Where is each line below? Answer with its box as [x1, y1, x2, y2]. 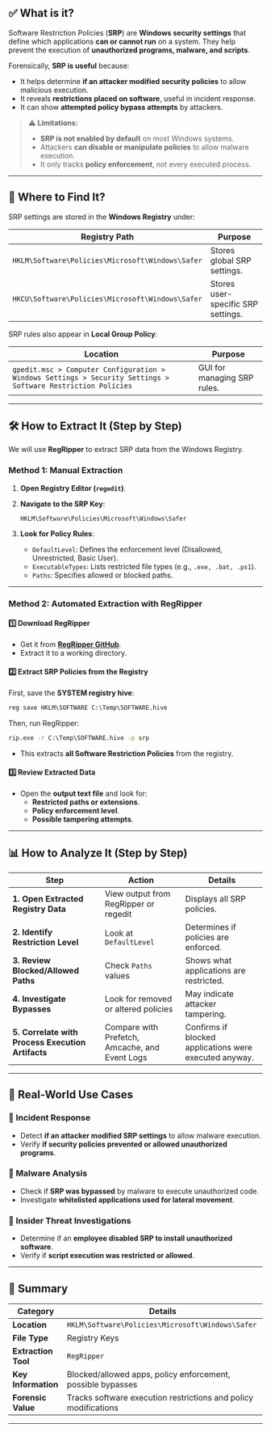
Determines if [185, 921, 236, 932]
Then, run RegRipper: [8, 718, 80, 728]
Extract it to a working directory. [19, 648, 127, 657]
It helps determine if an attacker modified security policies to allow [19, 76, 247, 86]
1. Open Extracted [12, 893, 84, 904]
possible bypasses [66, 1379, 138, 1390]
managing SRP [198, 372, 254, 383]
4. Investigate [12, 993, 66, 1004]
